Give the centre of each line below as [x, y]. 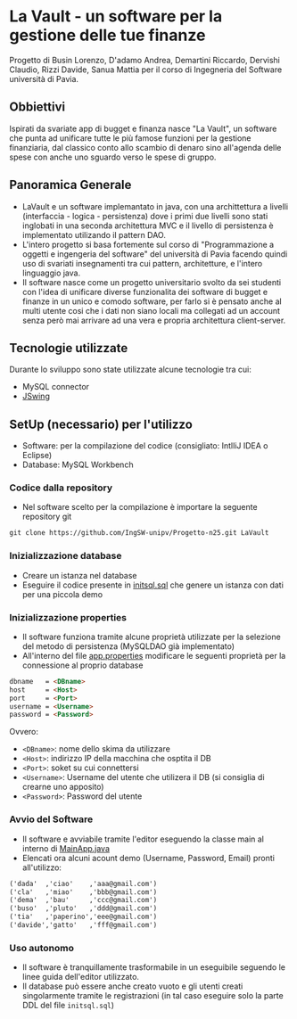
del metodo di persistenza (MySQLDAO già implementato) [128, 646]
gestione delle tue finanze [107, 35]
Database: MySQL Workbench [78, 464]
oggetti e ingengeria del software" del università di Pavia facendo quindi [155, 254]
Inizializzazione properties [68, 617]
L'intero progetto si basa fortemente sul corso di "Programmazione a [148, 244]
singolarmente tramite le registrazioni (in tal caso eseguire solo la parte [153, 996]
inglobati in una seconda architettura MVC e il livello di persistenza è [148, 226]
